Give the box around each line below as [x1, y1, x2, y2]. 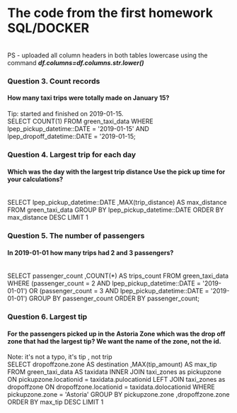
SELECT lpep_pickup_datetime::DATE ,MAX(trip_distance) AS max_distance [7, 198, 227, 207]
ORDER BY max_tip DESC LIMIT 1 [7, 398, 104, 407]
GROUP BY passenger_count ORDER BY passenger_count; [28, 294, 200, 302]
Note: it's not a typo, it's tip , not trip [7, 353, 112, 361]
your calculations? [7, 175, 64, 183]
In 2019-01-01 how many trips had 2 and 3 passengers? [7, 248, 174, 256]
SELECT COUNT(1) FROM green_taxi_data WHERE [7, 117, 154, 125]
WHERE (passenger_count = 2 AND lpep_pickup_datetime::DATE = [7, 279, 202, 288]
